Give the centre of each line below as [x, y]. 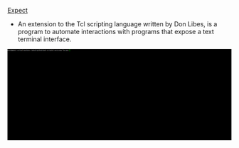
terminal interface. [44, 39]
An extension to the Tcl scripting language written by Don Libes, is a [117, 24]
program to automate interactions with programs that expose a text [116, 32]
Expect [18, 10]
